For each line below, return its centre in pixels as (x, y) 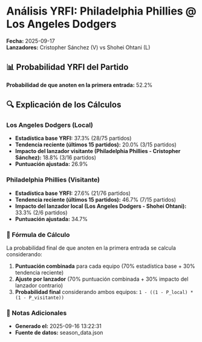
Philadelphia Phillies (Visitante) (53, 180)
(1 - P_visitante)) (40, 298)
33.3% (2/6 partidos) (41, 212)
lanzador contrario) (39, 286)
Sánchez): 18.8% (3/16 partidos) (56, 158)
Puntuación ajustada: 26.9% (51, 164)
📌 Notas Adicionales (37, 313)
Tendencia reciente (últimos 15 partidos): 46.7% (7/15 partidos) (96, 199)
